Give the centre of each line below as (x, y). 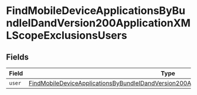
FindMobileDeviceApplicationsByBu (96, 11)
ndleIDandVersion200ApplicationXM (98, 23)
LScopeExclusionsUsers (67, 36)
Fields (18, 57)
